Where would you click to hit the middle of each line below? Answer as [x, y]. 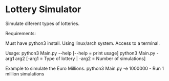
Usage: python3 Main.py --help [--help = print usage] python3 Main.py [80, 53]
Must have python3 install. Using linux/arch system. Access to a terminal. [83, 43]
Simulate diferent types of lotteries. [43, 23]
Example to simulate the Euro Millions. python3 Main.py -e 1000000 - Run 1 [84, 68]
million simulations [25, 74]
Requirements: [20, 33]
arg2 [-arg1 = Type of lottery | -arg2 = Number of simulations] [80, 58]
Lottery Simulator [43, 9]
